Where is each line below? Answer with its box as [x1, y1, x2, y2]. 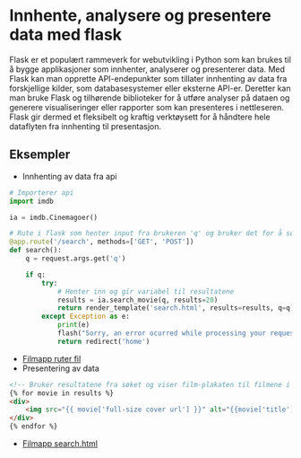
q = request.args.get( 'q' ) [25, 254, 126, 263]
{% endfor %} [9, 422, 58, 431]
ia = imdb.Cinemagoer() [9, 213, 99, 222]
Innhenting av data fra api [21, 171, 117, 181]
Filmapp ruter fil [21, 353, 82, 364]
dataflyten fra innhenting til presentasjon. [9, 120, 162, 131]
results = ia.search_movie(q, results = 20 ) [56, 295, 219, 304]
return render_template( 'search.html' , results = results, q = [56, 304, 287, 313]
